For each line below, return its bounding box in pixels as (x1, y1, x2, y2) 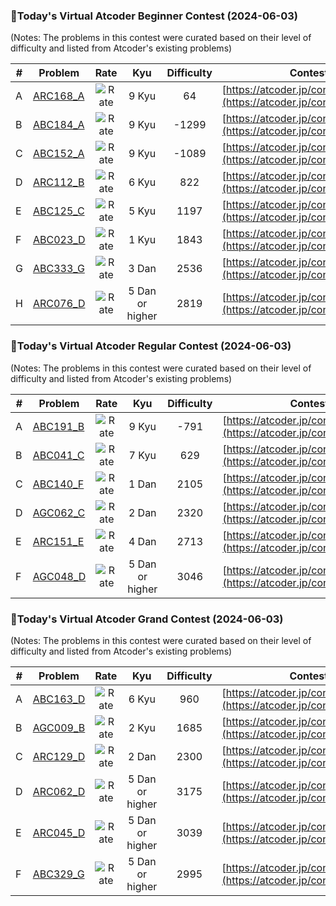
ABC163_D (32, 692, 86, 706)
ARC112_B (32, 175, 85, 189)
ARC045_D (32, 825, 86, 839)
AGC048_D (32, 569, 87, 583)
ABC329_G (32, 867, 85, 881)
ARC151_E (32, 534, 85, 548)
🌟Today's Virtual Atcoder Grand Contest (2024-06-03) (10, 612, 284, 626)
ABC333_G (32, 262, 85, 276)
